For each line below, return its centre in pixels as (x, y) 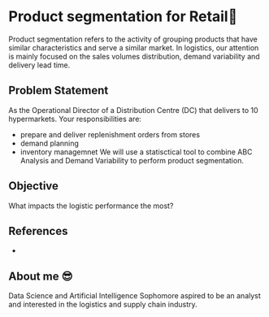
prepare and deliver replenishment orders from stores (110, 134)
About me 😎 (41, 276)
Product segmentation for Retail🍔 (123, 17)
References (38, 231)
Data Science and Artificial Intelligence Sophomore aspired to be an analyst (135, 296)
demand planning (50, 143)
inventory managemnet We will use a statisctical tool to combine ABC (136, 152)
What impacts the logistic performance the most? (91, 206)
